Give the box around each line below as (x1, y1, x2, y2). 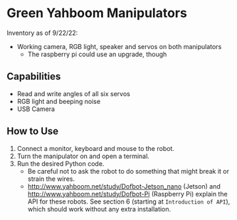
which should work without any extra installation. (27, 204, 172, 213)
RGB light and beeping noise (16, 97, 101, 105)
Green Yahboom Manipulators (6, 5, 188, 21)
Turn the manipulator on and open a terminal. (16, 152, 150, 160)
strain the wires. (27, 174, 75, 183)
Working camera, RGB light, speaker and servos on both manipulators (16, 42, 222, 51)
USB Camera (16, 105, 55, 113)
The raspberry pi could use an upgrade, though (27, 50, 167, 58)
